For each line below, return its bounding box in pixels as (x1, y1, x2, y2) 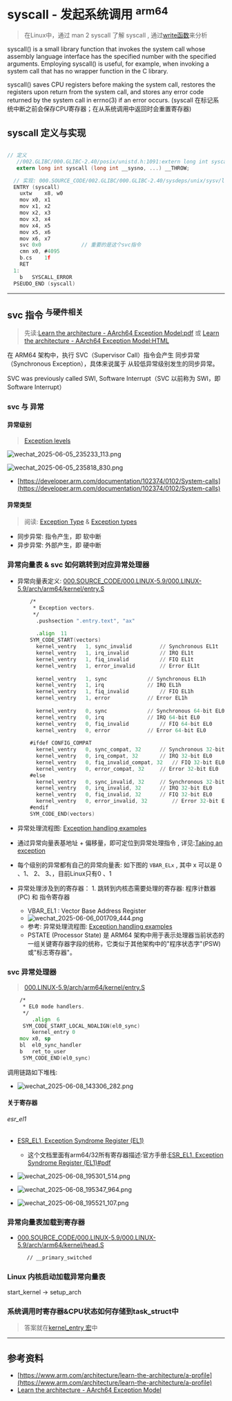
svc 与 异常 (7, 402, 45, 412)
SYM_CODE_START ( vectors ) (30, 636, 101, 644)
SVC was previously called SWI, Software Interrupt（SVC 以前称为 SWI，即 (7, 375, 221, 383)
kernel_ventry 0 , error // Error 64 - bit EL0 (35, 726, 206, 734)
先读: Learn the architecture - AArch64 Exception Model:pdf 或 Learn (23, 329, 220, 337)
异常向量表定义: (17, 577, 62, 585)
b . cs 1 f (19, 254, 51, 262)
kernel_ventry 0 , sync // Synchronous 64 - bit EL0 (35, 707, 225, 714)
